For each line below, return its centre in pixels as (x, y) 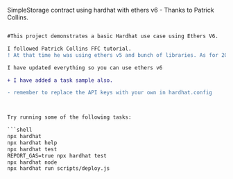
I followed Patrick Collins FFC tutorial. (69, 49)
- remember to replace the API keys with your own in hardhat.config (110, 93)
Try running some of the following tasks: (69, 117)
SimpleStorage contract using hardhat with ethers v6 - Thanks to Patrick (111, 10)
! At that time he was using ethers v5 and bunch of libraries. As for (113, 55)
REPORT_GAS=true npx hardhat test (57, 155)
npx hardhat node (32, 162)
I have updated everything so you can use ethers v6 (85, 68)
